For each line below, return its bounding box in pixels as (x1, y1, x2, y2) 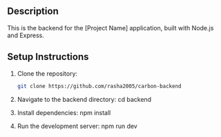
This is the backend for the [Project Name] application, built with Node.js (7, 23, 214, 32)
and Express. (7, 31, 45, 39)
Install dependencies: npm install (17, 108, 111, 116)
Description (7, 6, 59, 17)
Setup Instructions (7, 51, 89, 63)
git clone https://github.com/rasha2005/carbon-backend (17, 83, 182, 89)
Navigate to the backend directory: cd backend (17, 95, 152, 103)
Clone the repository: (17, 69, 78, 78)
